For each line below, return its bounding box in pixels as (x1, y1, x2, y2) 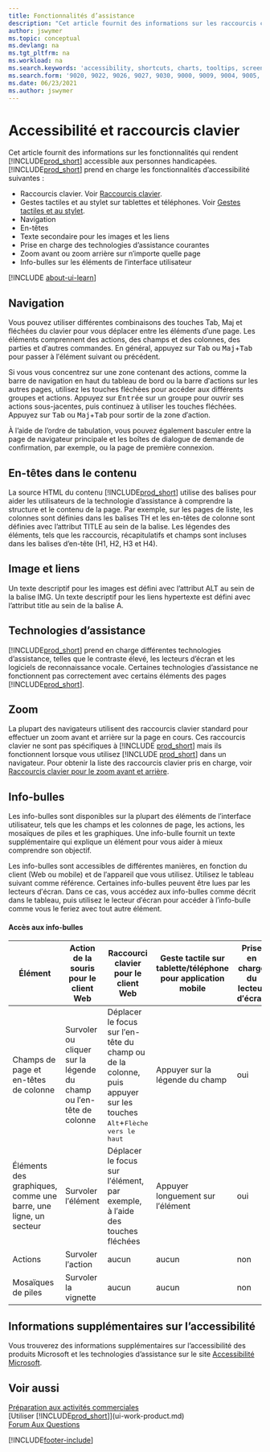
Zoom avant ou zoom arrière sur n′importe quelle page (19, 249, 201, 258)
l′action (65, 1259, 92, 1270)
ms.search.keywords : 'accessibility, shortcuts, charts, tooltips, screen (8, 64, 264, 72)
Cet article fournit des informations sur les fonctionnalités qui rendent (8, 148, 239, 158)
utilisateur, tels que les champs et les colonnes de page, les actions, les (8, 820, 245, 829)
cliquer (65, 1044, 92, 1055)
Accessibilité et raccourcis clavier (8, 121, 240, 139)
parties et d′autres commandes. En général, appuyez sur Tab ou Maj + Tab (8, 343, 253, 353)
